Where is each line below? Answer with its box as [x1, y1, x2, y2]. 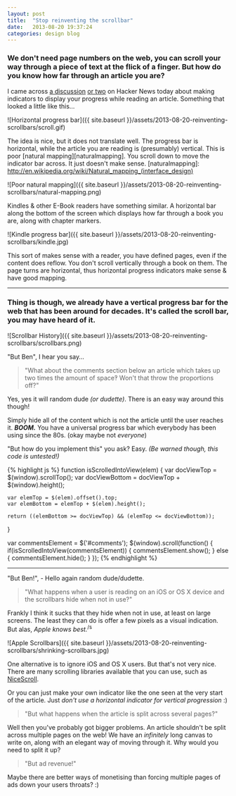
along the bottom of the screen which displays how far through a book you [7, 209, 223, 217]
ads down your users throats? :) [7, 780, 100, 789]
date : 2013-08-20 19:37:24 [7, 23, 93, 30]
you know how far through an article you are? [7, 71, 165, 81]
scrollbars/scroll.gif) [7, 123, 65, 131]
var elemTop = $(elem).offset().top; [7, 494, 118, 501]
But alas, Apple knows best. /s [7, 623, 93, 633]
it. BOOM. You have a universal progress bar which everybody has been [7, 423, 216, 432]
